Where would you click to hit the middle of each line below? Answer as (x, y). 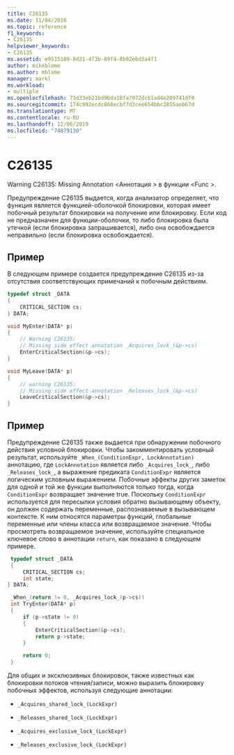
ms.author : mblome (34, 72)
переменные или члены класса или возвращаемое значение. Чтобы (109, 524)
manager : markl (29, 79)
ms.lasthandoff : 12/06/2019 (48, 124)
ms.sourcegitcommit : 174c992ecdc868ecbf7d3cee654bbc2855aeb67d (101, 105)
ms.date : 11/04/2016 (37, 20)
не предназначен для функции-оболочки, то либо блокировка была (108, 220)
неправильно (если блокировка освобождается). (81, 235)
